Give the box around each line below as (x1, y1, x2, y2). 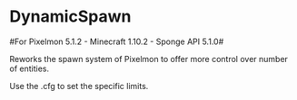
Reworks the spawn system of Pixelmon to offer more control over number (9, 53, 289, 64)
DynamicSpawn (9, 6, 132, 27)
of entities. (9, 63, 50, 74)
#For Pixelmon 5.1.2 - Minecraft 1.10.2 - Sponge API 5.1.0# (9, 36, 224, 47)
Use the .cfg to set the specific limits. (9, 80, 149, 91)
